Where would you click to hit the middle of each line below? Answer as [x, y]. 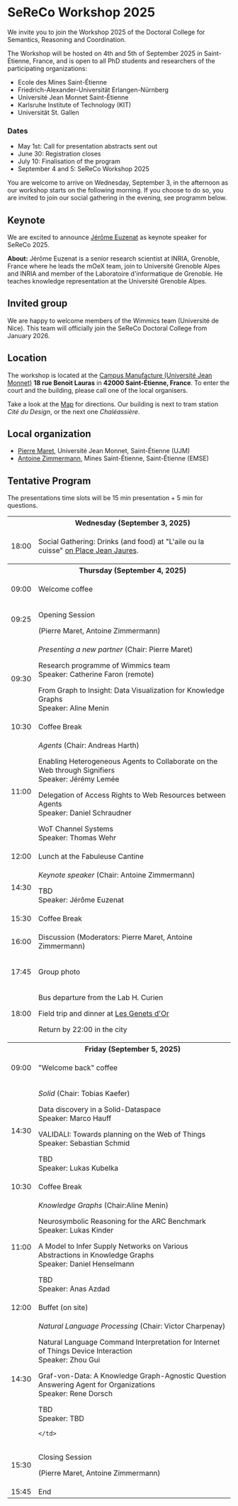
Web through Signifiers [76, 770]
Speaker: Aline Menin [74, 708]
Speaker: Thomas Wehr [77, 838]
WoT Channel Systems [75, 828]
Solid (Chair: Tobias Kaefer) [84, 1093]
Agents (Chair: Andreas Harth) [89, 745]
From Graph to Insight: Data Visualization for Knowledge [131, 690]
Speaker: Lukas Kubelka [78, 1168]
